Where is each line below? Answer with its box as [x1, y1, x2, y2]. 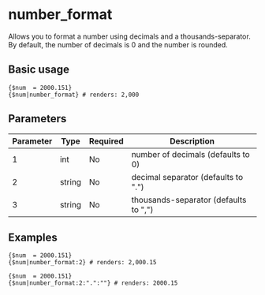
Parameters [8, 112, 67, 125]
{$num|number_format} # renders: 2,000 [8, 91, 140, 99]
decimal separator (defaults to [131, 171, 244, 182]
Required [88, 136, 124, 147]
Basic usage [8, 63, 69, 77]
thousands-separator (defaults [131, 194, 247, 205]
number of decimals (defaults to [131, 148, 250, 159]
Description [169, 136, 215, 147]
